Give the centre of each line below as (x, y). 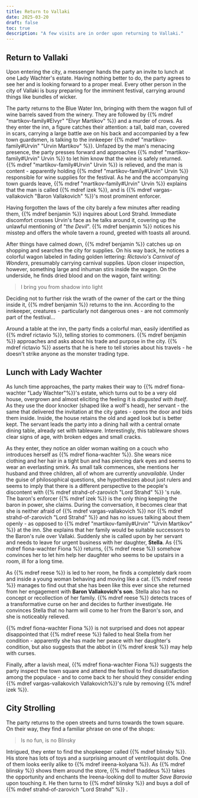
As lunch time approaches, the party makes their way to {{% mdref (88, 386)
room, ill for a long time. (35, 561)
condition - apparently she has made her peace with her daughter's (88, 640)
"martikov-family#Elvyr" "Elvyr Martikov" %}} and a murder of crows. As (94, 120)
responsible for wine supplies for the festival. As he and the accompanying (97, 177)
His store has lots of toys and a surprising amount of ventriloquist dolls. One (99, 758)
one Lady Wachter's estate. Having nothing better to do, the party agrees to (98, 78)
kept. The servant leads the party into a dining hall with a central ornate (93, 424)
